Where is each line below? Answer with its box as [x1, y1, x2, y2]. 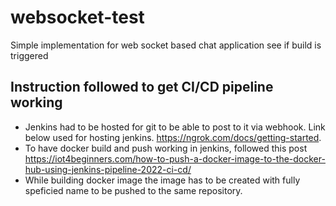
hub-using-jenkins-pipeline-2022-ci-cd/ [24, 163, 192, 175]
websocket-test [10, 6, 145, 29]
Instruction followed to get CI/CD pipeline [10, 79, 274, 96]
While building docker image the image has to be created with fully [24, 174, 301, 186]
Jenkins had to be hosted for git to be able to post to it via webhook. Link [24, 121, 326, 133]
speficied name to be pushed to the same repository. [24, 184, 243, 196]
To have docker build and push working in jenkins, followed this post [24, 142, 308, 154]
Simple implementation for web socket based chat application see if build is [10, 39, 322, 51]
